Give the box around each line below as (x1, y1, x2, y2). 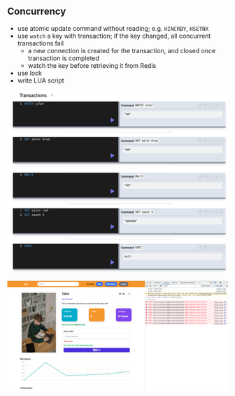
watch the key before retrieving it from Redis (27, 61, 157, 69)
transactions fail (17, 38, 64, 48)
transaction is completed (27, 54, 100, 62)
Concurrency (7, 6, 66, 17)
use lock (17, 69, 43, 77)
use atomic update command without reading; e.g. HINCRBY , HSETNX (17, 24, 209, 32)
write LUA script (17, 76, 64, 85)
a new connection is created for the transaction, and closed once (27, 46, 216, 55)
